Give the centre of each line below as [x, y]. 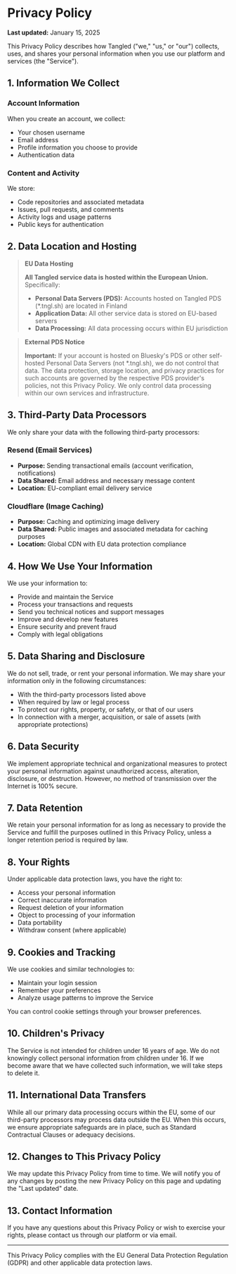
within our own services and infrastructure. [87, 393]
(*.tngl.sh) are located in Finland [81, 306]
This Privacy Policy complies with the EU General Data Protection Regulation [118, 1256]
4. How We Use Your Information [80, 566]
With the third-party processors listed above [81, 694]
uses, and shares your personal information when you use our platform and [116, 54]
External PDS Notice [55, 342]
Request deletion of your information [71, 908]
